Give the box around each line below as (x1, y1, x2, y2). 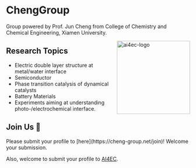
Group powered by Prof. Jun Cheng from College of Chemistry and (6, 23, 167, 30)
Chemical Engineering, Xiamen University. (6, 29, 107, 36)
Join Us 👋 (6, 122, 41, 132)
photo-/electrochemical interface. (14, 105, 96, 112)
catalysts (14, 86, 37, 94)
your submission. (6, 144, 48, 151)
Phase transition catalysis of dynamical (14, 80, 109, 87)
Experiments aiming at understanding (14, 99, 105, 106)
